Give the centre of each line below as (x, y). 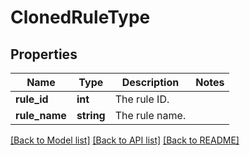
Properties (44, 54)
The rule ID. (142, 99)
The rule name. (150, 115)
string (91, 115)
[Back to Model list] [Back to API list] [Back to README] (125, 140)
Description (150, 82)
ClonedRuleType (80, 17)
